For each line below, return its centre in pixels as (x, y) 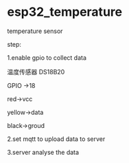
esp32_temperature (64, 12)
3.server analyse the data (43, 152)
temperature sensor (35, 31)
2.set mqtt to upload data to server (56, 139)
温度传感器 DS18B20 (36, 72)
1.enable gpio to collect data (47, 57)
